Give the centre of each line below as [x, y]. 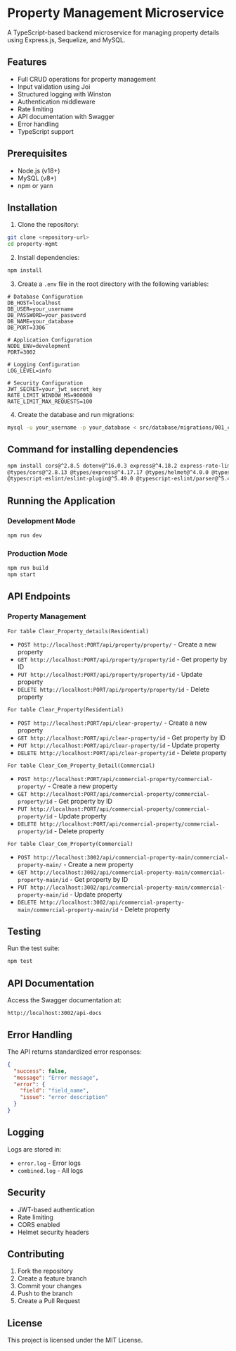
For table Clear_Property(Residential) [66, 709]
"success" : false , [41, 1071]
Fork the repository [45, 1271]
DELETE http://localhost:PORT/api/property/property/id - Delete [113, 689]
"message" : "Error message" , [56, 1078]
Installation [32, 207]
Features [27, 62]
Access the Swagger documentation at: [64, 1000]
